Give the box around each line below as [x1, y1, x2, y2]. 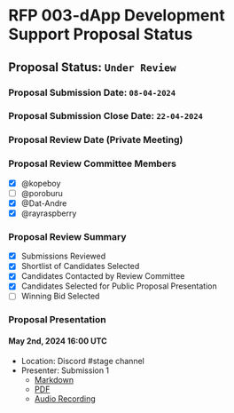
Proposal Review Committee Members [8, 157, 176, 170]
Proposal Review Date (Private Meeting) [8, 134, 183, 147]
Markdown [34, 374, 74, 385]
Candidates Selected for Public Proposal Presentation [20, 281, 218, 291]
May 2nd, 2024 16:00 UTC [8, 336, 107, 346]
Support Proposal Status [8, 24, 193, 44]
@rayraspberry [20, 208, 77, 218]
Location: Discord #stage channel [20, 355, 145, 366]
